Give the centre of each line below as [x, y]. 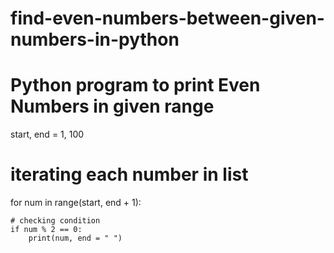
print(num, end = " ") [75, 238]
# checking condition [55, 221]
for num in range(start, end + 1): [76, 203]
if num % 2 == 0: [46, 230]
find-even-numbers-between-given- [167, 18]
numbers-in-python [95, 39]
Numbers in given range [112, 106]
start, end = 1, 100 [47, 134]
